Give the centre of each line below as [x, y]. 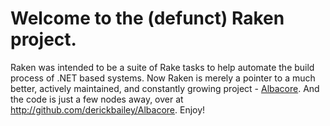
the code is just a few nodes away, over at [97, 99]
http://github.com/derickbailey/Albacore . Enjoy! [108, 109]
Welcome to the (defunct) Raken [147, 18]
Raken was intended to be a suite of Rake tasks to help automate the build [162, 67]
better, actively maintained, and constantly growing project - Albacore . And [165, 88]
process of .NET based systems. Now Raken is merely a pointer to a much [163, 78]
